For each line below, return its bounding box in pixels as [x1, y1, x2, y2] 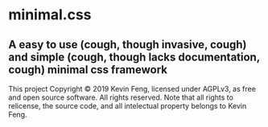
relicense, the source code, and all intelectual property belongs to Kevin [8, 101, 247, 110]
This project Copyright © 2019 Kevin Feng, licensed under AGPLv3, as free [8, 84, 256, 93]
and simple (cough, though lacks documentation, [8, 50, 260, 63]
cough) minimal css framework [8, 63, 167, 76]
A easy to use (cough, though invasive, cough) [8, 38, 247, 51]
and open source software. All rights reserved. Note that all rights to [8, 92, 233, 102]
